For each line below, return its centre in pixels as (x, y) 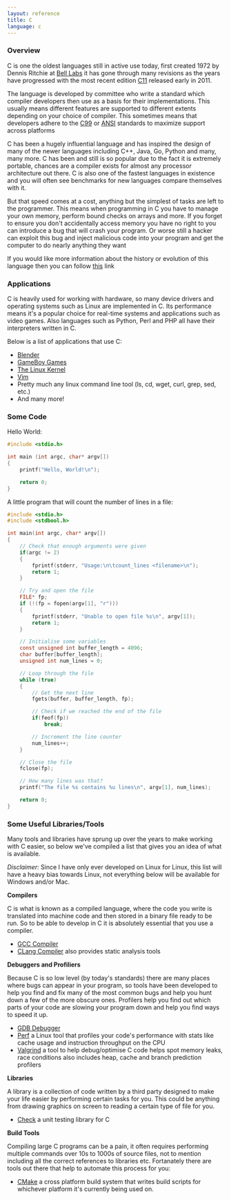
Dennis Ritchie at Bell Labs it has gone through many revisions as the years (114, 72)
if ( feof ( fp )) (51, 718)
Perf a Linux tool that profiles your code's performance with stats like (115, 1036)
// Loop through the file (57, 673)
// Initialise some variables (63, 642)
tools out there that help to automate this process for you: (89, 1168)
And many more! (41, 398)
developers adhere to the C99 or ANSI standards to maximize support (106, 123)
